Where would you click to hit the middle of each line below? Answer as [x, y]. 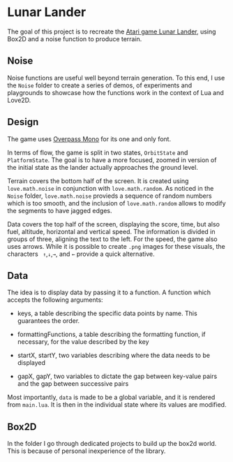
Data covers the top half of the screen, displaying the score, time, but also [114, 224]
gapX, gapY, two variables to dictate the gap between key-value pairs [117, 376]
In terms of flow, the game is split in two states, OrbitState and [98, 152]
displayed [31, 363]
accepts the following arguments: [55, 300]
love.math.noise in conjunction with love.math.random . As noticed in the [111, 188]
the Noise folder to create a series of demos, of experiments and [100, 85]
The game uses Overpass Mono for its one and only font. [89, 139]
